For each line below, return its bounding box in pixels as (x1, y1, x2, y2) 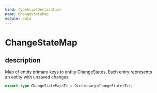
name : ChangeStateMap (5, 12, 49, 16)
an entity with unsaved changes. (5, 74, 70, 80)
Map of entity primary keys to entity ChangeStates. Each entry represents (5, 69, 152, 75)
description (5, 56, 41, 64)
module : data (5, 16, 31, 21)
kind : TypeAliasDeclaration (5, 7, 62, 12)
